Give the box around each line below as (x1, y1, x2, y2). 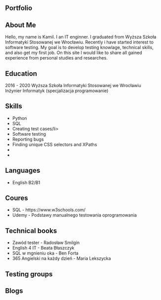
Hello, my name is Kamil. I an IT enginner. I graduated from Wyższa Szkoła (5, 34, 157, 40)
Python (12, 115, 27, 121)
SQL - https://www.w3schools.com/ (12, 207, 85, 213)
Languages (5, 166, 40, 175)
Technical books (5, 226, 57, 235)
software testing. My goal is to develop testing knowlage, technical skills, (5, 45, 154, 50)
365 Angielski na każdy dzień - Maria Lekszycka (12, 255, 111, 261)
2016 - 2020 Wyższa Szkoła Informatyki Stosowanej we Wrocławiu (5, 83, 142, 89)
